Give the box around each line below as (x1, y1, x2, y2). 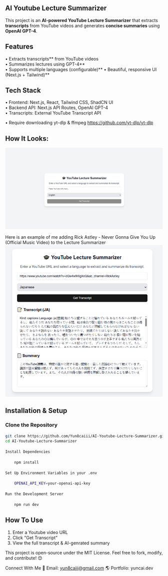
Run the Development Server (5, 491, 64, 497)
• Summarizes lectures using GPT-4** (5, 61, 85, 67)
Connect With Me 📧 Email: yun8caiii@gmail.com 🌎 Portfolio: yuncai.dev (5, 565, 153, 571)
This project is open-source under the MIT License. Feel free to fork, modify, (5, 549, 163, 555)
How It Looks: (5, 134, 49, 143)
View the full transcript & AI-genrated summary (12, 540, 110, 546)
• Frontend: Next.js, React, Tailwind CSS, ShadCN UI (5, 100, 113, 106)
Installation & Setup (5, 406, 67, 415)
